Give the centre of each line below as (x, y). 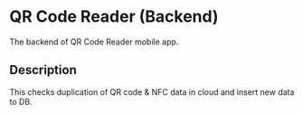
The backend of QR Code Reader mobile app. (94, 42)
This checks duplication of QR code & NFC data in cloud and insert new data (152, 91)
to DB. (21, 101)
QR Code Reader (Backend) (114, 17)
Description (43, 70)
